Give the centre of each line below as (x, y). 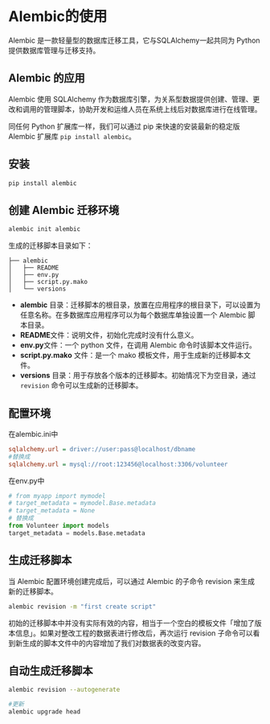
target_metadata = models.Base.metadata (77, 533)
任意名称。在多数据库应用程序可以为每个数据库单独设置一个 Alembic (133, 315)
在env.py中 (27, 480)
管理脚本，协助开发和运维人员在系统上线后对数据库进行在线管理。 (152, 109)
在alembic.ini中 (33, 434)
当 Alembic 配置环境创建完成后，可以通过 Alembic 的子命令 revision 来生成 (132, 581)
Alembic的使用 (58, 16)
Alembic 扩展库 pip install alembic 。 (72, 136)
